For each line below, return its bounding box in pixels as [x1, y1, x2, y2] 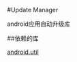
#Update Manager [7, 6, 59, 14]
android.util [7, 48, 39, 56]
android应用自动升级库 [7, 20, 71, 28]
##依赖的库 [7, 34, 39, 42]
